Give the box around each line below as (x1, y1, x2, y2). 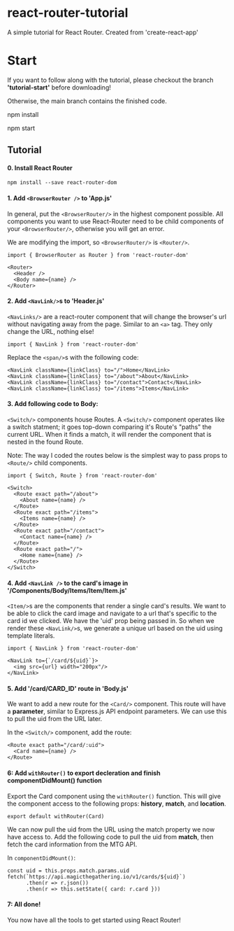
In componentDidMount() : (7, 853, 76, 862)
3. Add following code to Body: (7, 400, 98, 408)
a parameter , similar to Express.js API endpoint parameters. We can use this (7, 707, 227, 715)
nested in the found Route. (7, 437, 84, 446)
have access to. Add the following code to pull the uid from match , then (7, 832, 214, 841)
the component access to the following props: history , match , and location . (7, 799, 226, 808)
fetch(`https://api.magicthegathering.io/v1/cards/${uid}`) (7, 873, 187, 880)
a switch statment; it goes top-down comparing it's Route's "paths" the (7, 423, 212, 431)
